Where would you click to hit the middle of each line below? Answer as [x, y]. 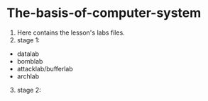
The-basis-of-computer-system [104, 13]
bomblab [30, 61]
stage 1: [28, 40]
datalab [28, 54]
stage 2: [29, 90]
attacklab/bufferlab [45, 69]
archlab [28, 76]
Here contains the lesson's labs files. [71, 32]
